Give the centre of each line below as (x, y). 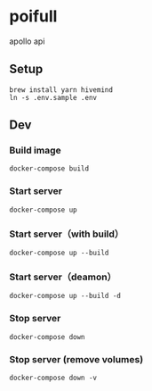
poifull (33, 17)
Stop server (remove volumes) (76, 359)
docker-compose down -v (53, 378)
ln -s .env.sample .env (53, 97)
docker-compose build (49, 169)
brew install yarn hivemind (61, 90)
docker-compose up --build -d (65, 296)
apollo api (27, 41)
